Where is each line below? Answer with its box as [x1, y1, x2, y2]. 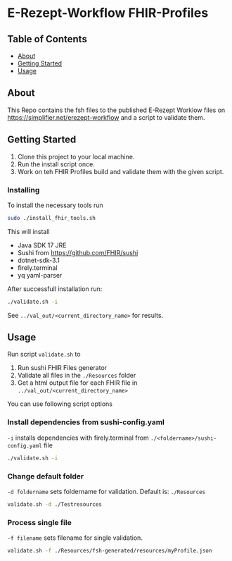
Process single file [7, 517, 72, 527]
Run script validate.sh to [7, 350, 81, 359]
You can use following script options [7, 400, 113, 408]
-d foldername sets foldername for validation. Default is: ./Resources [7, 487, 206, 495]
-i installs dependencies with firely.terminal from [7, 433, 149, 442]
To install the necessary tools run [7, 201, 103, 209]
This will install [7, 227, 50, 235]
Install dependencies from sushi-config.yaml [7, 417, 165, 427]
